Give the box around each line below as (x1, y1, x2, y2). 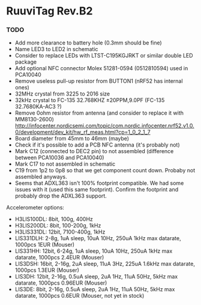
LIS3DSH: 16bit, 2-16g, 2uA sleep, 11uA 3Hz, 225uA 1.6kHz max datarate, (14, 260, 195, 268)
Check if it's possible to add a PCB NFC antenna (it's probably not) (14, 141, 180, 148)
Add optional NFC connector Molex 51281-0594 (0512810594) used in (14, 65, 188, 72)
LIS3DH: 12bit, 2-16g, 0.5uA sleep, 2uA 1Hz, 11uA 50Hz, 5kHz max (14, 273, 178, 280)
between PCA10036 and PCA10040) (14, 154, 104, 162)
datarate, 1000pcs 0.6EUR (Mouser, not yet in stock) (14, 292, 145, 300)
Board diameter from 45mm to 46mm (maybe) (14, 135, 130, 142)
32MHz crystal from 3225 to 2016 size (14, 90, 110, 97)
